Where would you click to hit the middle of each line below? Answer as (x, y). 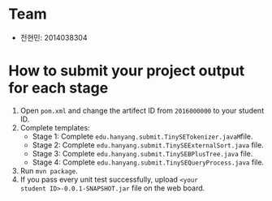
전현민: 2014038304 (54, 37)
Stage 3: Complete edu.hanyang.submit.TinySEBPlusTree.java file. (142, 153)
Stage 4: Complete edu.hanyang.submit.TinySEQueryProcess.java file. (148, 162)
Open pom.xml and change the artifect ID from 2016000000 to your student (142, 110)
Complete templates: (55, 127)
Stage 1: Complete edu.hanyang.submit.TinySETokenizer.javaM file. (142, 136)
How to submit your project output (127, 71)
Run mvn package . (49, 170)
